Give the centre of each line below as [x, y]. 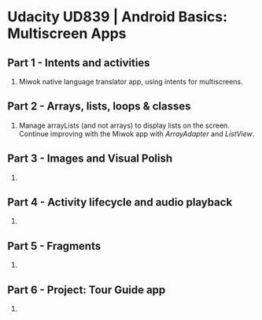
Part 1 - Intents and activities [79, 63]
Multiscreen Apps [67, 33]
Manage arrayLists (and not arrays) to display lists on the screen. [124, 125]
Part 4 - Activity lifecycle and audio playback [120, 202]
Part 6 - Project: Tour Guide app [87, 290]
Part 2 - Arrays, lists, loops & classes [99, 106]
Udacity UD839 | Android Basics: [117, 17]
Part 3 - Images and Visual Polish [90, 159]
